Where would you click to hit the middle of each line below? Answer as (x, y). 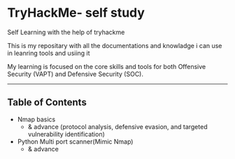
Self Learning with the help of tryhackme (66, 32)
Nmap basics (36, 119)
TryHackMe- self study (76, 13)
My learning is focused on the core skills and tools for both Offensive (107, 66)
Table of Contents (47, 103)
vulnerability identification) (66, 134)
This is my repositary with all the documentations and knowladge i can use (115, 45)
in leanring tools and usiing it (49, 53)
